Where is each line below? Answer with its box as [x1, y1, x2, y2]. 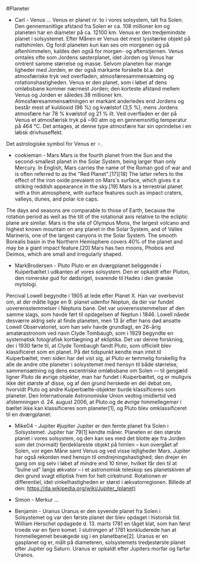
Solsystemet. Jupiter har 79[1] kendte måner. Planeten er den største [14, 429, 181, 435]
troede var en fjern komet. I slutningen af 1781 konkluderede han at [14, 527, 176, 533]
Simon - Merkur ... [14, 497, 59, 503]
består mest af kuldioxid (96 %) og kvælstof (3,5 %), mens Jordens [14, 104, 178, 111]
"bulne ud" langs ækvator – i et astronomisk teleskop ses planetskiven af [14, 466, 191, 473]
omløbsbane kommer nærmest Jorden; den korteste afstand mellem [14, 85, 181, 92]
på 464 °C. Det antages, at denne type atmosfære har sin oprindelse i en [14, 123, 192, 129]
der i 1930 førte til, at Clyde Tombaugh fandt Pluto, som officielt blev [6, 342, 172, 349]
